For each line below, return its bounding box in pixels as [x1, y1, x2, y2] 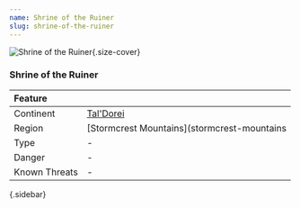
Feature [13, 92, 48, 104]
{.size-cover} [92, 46, 141, 57]
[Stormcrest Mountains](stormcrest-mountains [86, 122, 287, 134]
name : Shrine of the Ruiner [9, 13, 115, 23]
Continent [13, 107, 56, 120]
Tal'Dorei [86, 107, 125, 120]
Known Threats [13, 166, 78, 178]
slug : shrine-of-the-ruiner [9, 22, 115, 31]
